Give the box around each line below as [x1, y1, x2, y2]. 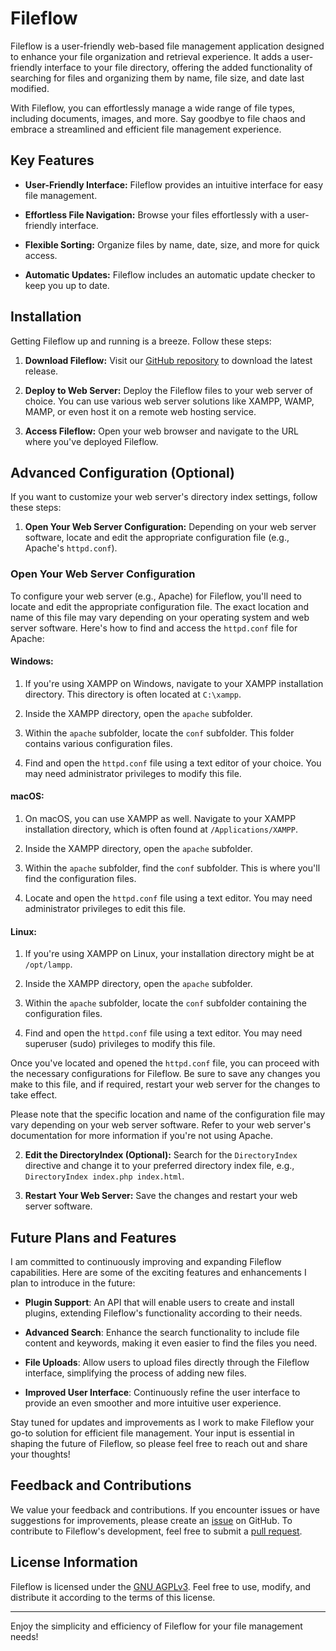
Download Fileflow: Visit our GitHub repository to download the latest [24, 354, 313, 366]
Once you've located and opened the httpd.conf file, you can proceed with [10, 1057, 320, 1069]
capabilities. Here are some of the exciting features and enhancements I [10, 1267, 307, 1279]
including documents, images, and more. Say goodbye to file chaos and [10, 112, 306, 124]
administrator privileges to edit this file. [24, 903, 187, 915]
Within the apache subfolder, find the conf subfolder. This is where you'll [24, 862, 321, 874]
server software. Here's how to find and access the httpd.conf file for [10, 622, 298, 634]
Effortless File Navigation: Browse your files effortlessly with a [24, 208, 285, 221]
